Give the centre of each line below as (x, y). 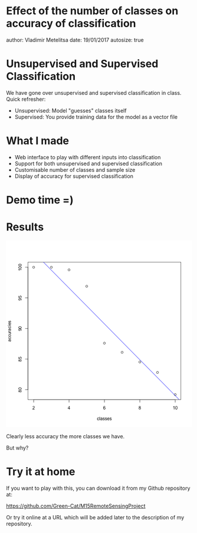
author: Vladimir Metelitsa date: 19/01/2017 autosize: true (75, 40)
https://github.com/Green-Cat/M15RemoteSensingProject (76, 506)
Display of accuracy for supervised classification (74, 176)
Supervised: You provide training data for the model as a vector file (96, 117)
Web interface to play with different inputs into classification (88, 157)
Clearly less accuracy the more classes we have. (65, 436)
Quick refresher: (26, 99)
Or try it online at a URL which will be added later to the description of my (95, 517)
